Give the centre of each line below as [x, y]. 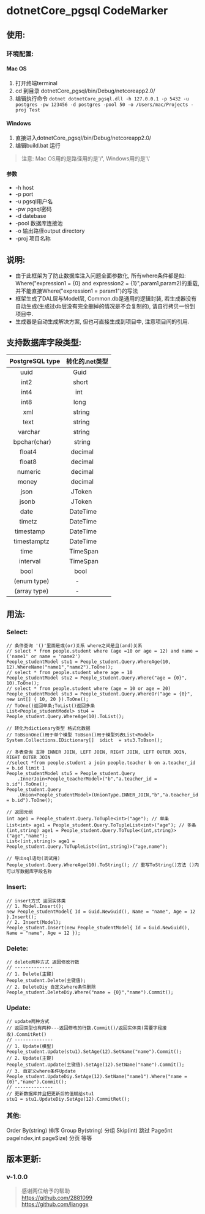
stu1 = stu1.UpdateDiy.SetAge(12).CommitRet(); [68, 1100]
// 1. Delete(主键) [30, 974]
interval [30, 561]
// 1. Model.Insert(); [35, 906]
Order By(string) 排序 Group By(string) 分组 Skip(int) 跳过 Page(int [89, 1130]
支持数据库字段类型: [44, 343]
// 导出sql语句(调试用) [33, 859]
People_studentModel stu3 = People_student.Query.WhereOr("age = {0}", [99, 694]
